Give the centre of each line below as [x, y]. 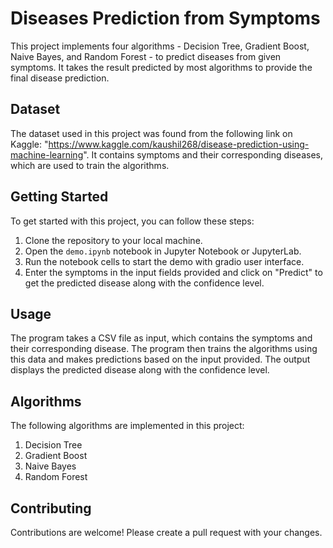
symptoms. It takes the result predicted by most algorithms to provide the [161, 67]
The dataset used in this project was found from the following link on [151, 133]
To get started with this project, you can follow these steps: [132, 221]
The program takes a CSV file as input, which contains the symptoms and [161, 338]
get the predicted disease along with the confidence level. [144, 283]
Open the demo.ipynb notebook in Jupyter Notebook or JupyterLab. [163, 251]
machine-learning [47, 154]
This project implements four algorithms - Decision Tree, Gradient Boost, [160, 46]
